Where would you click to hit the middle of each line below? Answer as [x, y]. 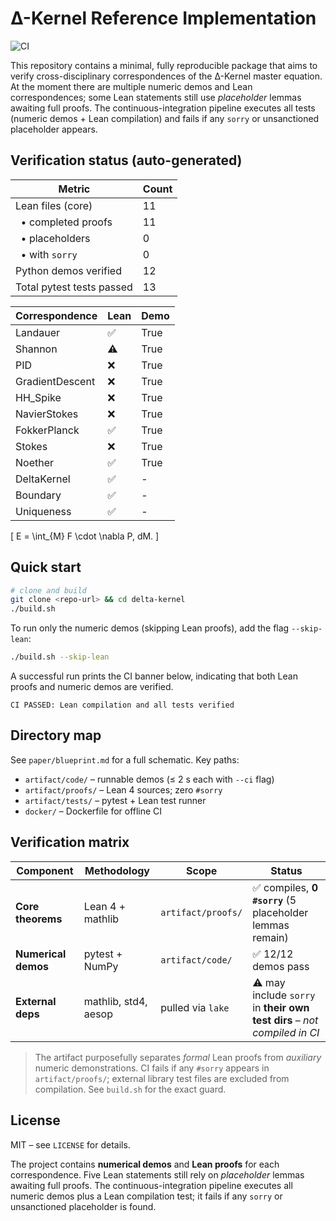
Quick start [46, 567]
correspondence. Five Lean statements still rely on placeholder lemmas [157, 1174]
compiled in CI [286, 1032]
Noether [35, 462]
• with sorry [49, 254]
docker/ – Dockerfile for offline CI [93, 811]
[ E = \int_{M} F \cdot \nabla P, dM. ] [85, 536]
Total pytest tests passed [74, 287]
